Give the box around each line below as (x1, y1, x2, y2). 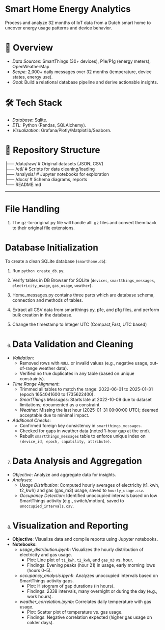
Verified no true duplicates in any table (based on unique (19, 370, 135, 376)
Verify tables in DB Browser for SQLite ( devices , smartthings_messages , (12, 277, 156, 283)
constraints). (19, 375, 45, 381)
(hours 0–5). (27, 568, 52, 574)
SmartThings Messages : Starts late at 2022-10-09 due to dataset (19, 396, 152, 402)
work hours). (27, 594, 53, 600)
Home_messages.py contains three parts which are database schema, (12, 292, 155, 298)
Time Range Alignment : (12, 381, 60, 387)
